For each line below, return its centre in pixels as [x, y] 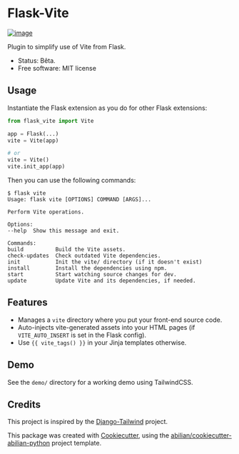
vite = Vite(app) [33, 141]
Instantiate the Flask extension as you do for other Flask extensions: [107, 108]
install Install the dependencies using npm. [87, 268]
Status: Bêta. [36, 60]
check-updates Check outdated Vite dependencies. [84, 256]
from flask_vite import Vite [51, 121]
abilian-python [29, 443]
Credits [24, 405]
